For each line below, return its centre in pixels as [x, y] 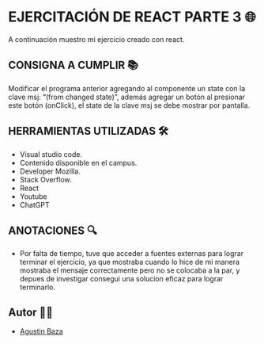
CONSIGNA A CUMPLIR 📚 [74, 65]
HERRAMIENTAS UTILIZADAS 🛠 [88, 131]
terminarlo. [37, 287]
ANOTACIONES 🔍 [53, 230]
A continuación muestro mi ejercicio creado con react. [96, 39]
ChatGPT [34, 204]
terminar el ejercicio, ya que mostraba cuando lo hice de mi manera [129, 262]
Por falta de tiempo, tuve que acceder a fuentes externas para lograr [131, 254]
